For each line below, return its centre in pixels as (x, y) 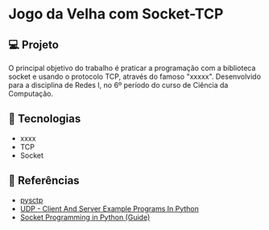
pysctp (31, 200)
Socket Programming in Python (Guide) (85, 217)
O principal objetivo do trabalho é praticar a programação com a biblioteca (132, 68)
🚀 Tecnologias (45, 119)
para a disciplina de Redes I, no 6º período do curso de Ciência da (118, 85)
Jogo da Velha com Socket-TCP (116, 14)
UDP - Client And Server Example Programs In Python (110, 208)
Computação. (31, 94)
